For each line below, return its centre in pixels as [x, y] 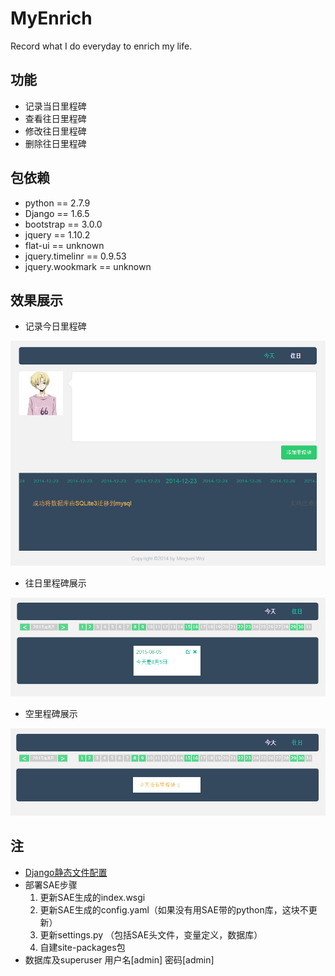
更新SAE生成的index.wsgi [92, 897]
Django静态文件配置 [66, 872]
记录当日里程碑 [55, 106]
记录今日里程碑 [55, 326]
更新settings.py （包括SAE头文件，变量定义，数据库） [151, 934]
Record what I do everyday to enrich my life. [101, 46]
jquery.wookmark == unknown [88, 266]
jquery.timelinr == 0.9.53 [75, 256]
